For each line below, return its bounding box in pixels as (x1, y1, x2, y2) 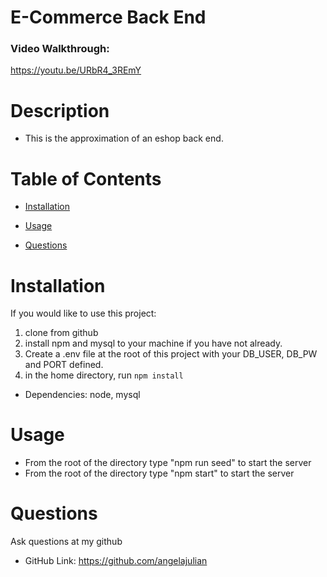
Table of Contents (10, 167, 162, 190)
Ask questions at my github (10, 536, 123, 548)
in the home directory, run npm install (24, 369, 184, 381)
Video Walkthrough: (10, 42, 110, 56)
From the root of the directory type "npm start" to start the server (24, 467, 295, 480)
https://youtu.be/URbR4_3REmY (10, 64, 142, 76)
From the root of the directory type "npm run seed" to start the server (24, 457, 312, 469)
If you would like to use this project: (10, 307, 157, 320)
